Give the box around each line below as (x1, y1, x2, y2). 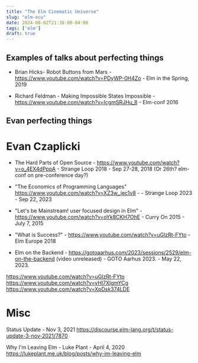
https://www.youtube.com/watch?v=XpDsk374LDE (6, 285, 130, 293)
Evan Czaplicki (6, 140, 80, 153)
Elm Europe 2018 (14, 237, 56, 245)
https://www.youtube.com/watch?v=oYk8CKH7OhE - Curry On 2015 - (14, 214, 185, 221)
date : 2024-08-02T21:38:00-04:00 (6, 20, 89, 25)
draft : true (6, 31, 35, 37)
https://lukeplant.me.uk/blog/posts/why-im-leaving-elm (6, 350, 142, 357)
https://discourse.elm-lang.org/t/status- (76, 326, 174, 333)
